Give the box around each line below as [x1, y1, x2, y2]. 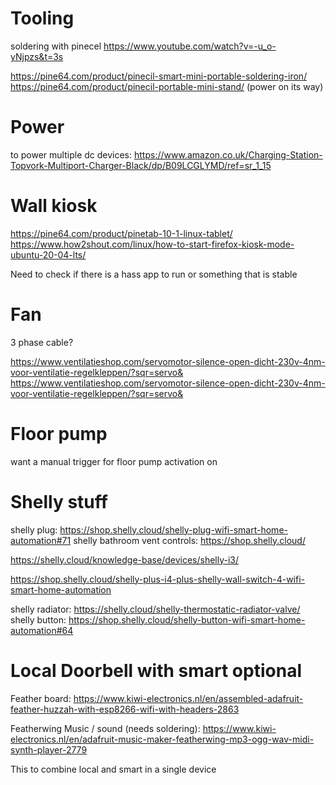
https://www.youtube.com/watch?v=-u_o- [103, 40, 277, 52]
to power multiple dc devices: [10, 148, 133, 161]
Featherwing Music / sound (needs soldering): [10, 722, 201, 734]
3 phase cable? [10, 336, 74, 348]
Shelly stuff [10, 490, 108, 513]
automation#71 [10, 534, 72, 546]
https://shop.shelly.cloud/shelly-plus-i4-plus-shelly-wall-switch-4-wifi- [10, 573, 305, 585]
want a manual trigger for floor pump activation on [10, 455, 218, 467]
